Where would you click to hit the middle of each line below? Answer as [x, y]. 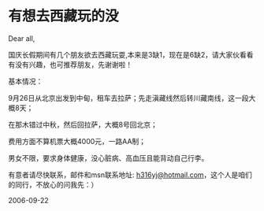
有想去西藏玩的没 [64, 16]
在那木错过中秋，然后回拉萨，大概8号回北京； [83, 124]
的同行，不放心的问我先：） [53, 184]
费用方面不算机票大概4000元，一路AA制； [77, 141]
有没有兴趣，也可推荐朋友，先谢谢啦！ [70, 65]
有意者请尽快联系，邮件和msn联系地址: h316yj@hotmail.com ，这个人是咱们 [130, 175]
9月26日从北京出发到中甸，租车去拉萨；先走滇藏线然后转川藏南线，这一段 [128, 98]
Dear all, [22, 38]
